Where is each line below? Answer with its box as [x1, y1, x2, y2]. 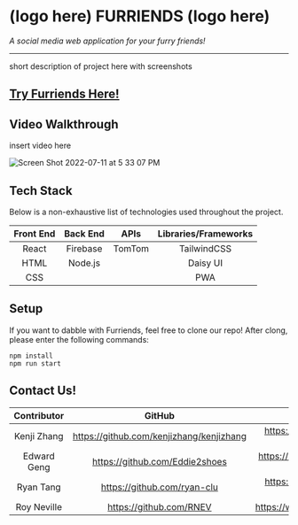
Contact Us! [9, 383, 77, 398]
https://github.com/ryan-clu [100, 481, 219, 493]
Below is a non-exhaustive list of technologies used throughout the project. [9, 206, 284, 217]
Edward [22, 450, 55, 462]
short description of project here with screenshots [9, 60, 192, 72]
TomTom [113, 242, 149, 254]
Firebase [66, 242, 103, 254]
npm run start [9, 359, 62, 368]
